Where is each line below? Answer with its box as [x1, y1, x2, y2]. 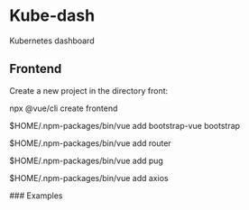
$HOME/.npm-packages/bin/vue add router [9, 137, 171, 149]
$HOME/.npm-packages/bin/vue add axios [9, 172, 169, 183]
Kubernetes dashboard [9, 35, 95, 46]
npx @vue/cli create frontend [9, 103, 118, 114]
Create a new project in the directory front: [9, 85, 169, 96]
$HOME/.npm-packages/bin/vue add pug [9, 155, 164, 166]
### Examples [9, 190, 63, 201]
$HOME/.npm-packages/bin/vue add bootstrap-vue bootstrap [9, 120, 241, 131]
